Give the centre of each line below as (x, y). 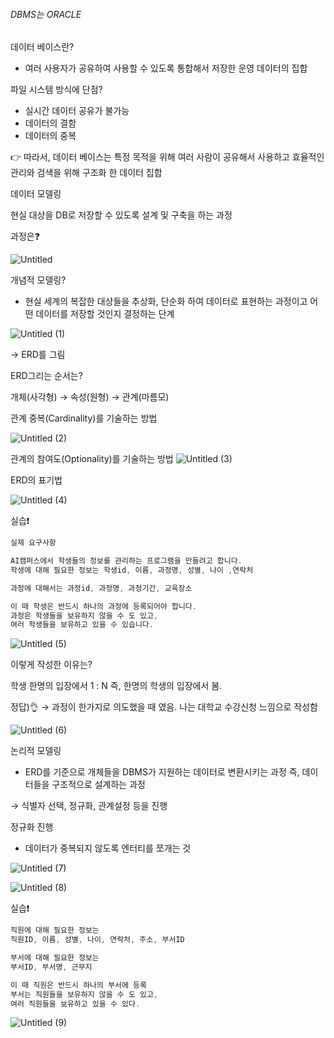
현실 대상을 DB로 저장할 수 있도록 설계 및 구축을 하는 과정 (121, 215)
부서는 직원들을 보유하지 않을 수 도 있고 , (84, 994)
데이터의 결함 (50, 123)
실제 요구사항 (33, 543)
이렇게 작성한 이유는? (51, 665)
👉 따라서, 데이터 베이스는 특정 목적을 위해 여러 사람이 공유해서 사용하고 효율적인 (167, 157)
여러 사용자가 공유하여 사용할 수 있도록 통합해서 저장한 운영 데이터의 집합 (166, 68)
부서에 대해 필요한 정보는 (55, 958)
